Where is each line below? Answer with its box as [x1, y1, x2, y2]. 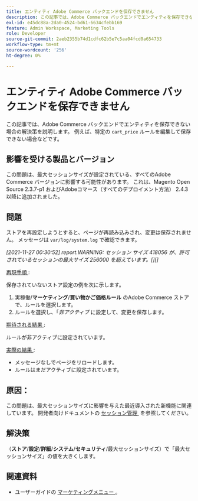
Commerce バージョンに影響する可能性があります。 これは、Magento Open [6, 178, 190, 186]
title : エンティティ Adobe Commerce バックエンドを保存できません [6, 8, 154, 15]
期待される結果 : [6, 321, 45, 328]
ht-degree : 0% [6, 53, 41, 58]
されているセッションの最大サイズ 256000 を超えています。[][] [6, 256, 159, 263]
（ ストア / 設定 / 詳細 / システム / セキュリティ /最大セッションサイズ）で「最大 [6, 445, 186, 452]
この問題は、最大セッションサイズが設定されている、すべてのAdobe [6, 171, 171, 178]
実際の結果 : [6, 346, 35, 353]
